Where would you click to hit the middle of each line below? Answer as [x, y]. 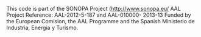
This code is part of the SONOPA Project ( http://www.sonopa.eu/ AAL [93, 9]
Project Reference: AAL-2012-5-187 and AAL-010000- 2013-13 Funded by [99, 15]
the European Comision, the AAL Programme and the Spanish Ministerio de [100, 21]
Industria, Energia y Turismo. [42, 27]
